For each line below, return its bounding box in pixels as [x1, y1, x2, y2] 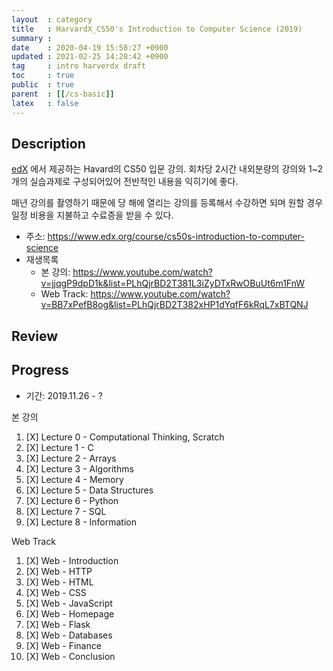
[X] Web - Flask [25, 618, 91, 630]
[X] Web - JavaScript [25, 597, 113, 609]
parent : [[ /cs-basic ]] [11, 89, 115, 99]
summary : [11, 33, 53, 43]
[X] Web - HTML [25, 576, 94, 588]
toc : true [11, 71, 75, 81]
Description [11, 135, 86, 152]
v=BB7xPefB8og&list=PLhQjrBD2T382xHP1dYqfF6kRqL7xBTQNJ [40, 299, 309, 311]
